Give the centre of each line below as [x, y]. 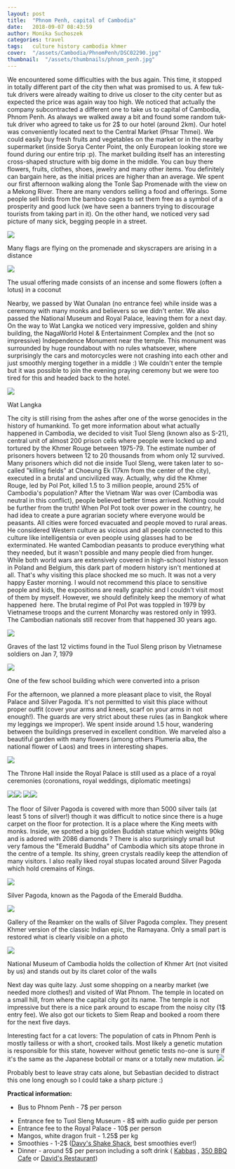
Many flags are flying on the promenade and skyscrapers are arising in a [112, 248]
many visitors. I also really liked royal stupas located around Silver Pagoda [114, 861]
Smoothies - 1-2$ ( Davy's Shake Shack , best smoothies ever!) [107, 1143]
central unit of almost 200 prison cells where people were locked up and [112, 440]
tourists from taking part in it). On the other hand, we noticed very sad [108, 213]
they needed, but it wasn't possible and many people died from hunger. [110, 553]
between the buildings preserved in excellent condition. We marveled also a [117, 732]
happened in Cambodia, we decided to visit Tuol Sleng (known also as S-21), [118, 433]
